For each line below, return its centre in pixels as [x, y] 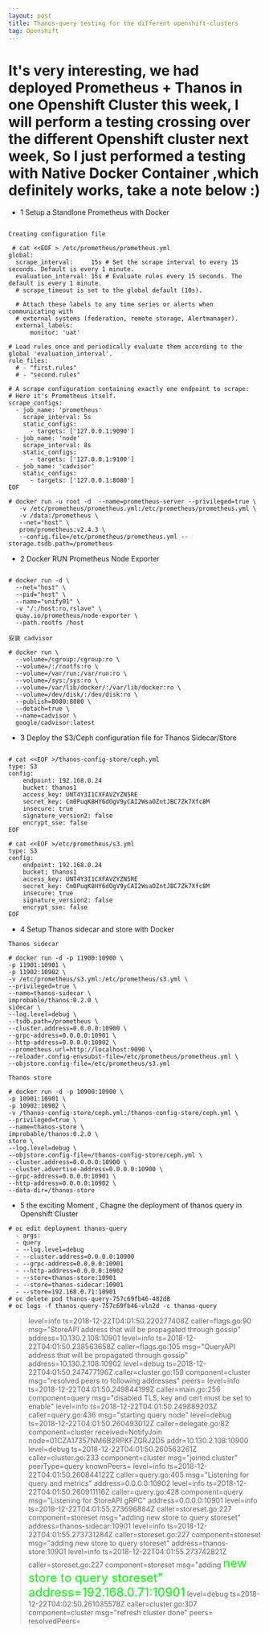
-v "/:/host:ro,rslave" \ [59, 609]
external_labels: [45, 326]
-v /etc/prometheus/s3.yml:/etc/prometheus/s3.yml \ [98, 979]
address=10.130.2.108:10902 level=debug [96, 1364]
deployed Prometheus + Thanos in [125, 87]
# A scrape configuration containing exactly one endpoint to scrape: [129, 389]
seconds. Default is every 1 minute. [71, 269]
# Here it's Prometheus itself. [62, 396]
